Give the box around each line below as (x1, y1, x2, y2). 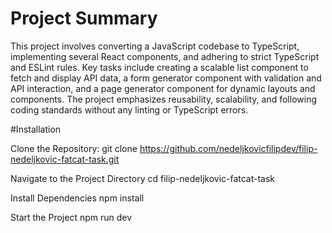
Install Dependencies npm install (10, 192, 145, 204)
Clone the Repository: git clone (10, 142, 138, 154)
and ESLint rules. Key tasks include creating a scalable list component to (10, 61, 309, 73)
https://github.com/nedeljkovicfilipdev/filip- (139, 142, 318, 154)
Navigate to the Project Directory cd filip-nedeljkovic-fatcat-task (10, 172, 276, 184)
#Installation (10, 123, 62, 135)
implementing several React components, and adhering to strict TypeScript (10, 50, 320, 62)
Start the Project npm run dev (10, 211, 133, 223)
